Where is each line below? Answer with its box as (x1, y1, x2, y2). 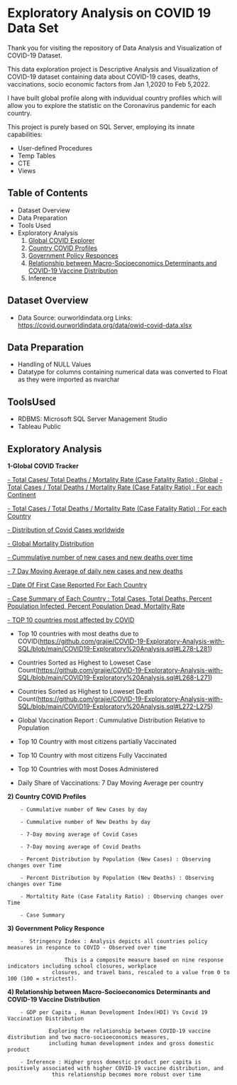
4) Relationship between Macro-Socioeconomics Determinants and (7, 988, 211, 996)
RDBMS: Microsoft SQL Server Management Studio (17, 415, 168, 423)
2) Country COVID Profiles (7, 792, 87, 800)
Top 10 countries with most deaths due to (17, 630, 139, 638)
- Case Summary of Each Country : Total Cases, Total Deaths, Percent (7, 594, 212, 603)
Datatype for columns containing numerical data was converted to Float (17, 368, 228, 376)
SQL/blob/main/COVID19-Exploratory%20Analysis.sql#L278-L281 (17, 645, 211, 653)
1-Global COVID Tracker (7, 462, 79, 470)
